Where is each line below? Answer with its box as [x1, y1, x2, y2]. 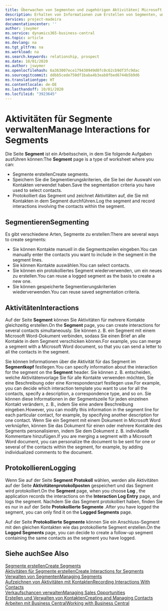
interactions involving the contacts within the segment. [12, 203, 125, 209]
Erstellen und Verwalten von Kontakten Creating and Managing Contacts [5, 594, 153, 600]
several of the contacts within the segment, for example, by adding [5, 444, 143, 450]
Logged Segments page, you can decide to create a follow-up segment [5, 529, 153, 535]
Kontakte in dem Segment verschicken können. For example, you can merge [5, 338, 161, 344]
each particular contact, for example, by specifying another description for [5, 412, 159, 418]
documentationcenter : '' [5, 21, 57, 27]
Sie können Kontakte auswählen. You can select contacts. [12, 262, 130, 269]
